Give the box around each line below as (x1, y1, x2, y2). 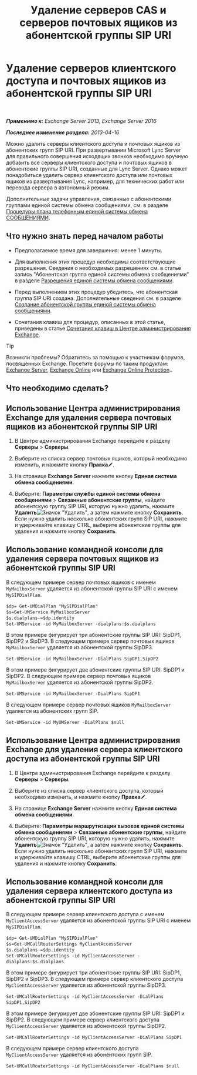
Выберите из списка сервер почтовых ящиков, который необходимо (14, 455, 188, 462)
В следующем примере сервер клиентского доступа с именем (6, 911, 165, 918)
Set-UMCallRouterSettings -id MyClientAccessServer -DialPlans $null (6, 1063, 180, 1069)
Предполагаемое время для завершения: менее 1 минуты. (14, 246, 162, 253)
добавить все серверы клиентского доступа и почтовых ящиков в (6, 159, 172, 166)
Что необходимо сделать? (6, 383, 109, 393)
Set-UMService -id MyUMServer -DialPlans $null (6, 719, 125, 725)
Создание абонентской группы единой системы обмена (14, 301, 157, 308)
